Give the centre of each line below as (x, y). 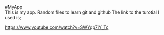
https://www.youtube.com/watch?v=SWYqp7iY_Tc (57, 27)
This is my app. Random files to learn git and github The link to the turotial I (82, 12)
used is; (13, 17)
